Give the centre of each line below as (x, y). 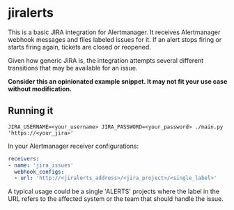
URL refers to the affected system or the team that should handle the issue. (116, 199)
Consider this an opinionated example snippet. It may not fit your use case (118, 81)
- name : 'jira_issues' (41, 165)
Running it (31, 111)
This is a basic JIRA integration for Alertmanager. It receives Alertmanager (114, 32)
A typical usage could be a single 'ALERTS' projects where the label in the (114, 192)
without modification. (40, 89)
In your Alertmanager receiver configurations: (73, 146)
